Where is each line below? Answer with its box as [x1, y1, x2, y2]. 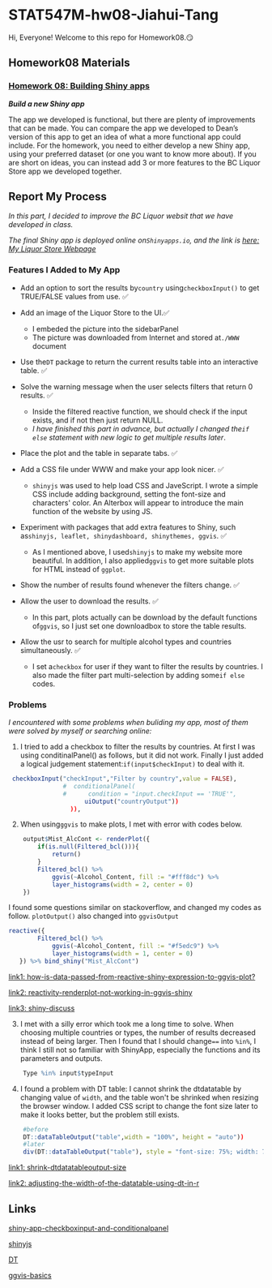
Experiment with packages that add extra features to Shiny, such [19, 522, 236, 532]
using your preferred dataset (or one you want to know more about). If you [8, 148, 257, 159]
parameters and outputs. [19, 1053, 103, 1063]
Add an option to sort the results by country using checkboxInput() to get [19, 282, 260, 293]
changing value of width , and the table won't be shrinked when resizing [19, 1093, 259, 1102]
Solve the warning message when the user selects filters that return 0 [19, 381, 253, 391]
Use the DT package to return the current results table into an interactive [19, 357, 259, 367]
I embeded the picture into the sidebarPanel [32, 324, 180, 333]
